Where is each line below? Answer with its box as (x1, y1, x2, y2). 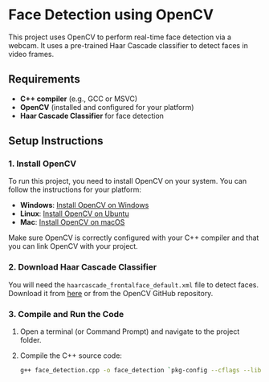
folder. (19, 335, 42, 345)
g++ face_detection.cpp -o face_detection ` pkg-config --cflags (19, 367, 240, 375)
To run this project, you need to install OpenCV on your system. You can (8, 177, 247, 186)
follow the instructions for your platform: (8, 185, 142, 194)
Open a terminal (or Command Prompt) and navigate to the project (19, 327, 240, 336)
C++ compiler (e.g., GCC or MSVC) (19, 94, 138, 104)
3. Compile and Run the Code (8, 308, 124, 319)
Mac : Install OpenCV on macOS (19, 217, 125, 227)
